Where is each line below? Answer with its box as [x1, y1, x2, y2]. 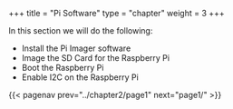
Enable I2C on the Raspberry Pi [21, 72, 140, 83]
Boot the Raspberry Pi [21, 63, 104, 73]
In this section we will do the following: [8, 25, 153, 35]
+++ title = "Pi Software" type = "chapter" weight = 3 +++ [8, 8, 226, 18]
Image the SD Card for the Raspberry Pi [21, 53, 170, 63]
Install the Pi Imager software [21, 43, 131, 54]
